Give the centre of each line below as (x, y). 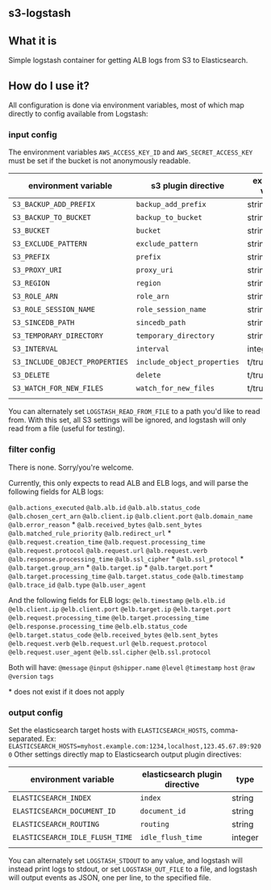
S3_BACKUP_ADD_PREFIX (54, 205)
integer (245, 837)
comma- (224, 730)
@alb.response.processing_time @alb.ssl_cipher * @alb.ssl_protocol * (126, 559)
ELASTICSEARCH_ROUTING (56, 824)
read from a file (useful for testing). (67, 428)
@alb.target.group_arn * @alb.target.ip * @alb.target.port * (111, 567)
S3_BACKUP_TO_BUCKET (52, 218)
